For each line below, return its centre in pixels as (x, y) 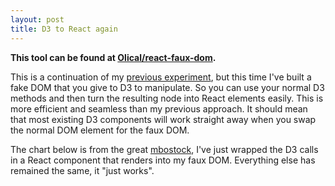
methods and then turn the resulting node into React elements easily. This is (167, 98)
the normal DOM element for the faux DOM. (100, 130)
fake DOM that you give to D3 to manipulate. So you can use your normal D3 (167, 87)
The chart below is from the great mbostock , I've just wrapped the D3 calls (164, 149)
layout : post (37, 19)
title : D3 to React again (64, 29)
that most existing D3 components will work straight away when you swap (163, 119)
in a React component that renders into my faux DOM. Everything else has (163, 160)
